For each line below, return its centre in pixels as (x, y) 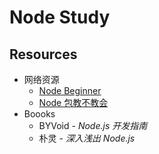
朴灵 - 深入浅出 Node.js (87, 138)
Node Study (60, 17)
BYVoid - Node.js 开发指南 (93, 125)
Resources (43, 54)
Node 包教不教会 (73, 102)
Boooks (39, 114)
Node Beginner (70, 90)
